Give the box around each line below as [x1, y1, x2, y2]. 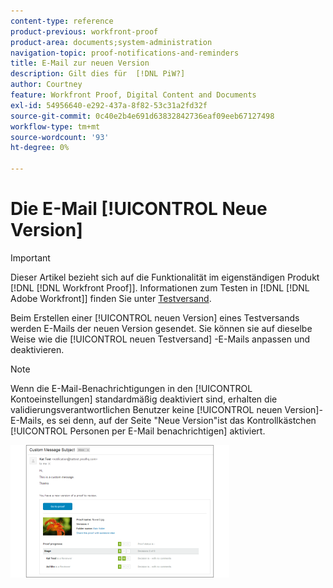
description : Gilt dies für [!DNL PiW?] [10, 69, 186, 79]
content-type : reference [10, 16, 114, 26]
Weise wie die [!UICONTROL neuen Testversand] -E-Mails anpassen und [10, 333, 311, 345]
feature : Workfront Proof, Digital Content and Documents [10, 90, 257, 100]
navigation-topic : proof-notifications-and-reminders [10, 48, 240, 58]
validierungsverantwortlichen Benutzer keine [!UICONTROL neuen [10, 403, 283, 415]
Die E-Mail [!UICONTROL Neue [10, 198, 268, 220]
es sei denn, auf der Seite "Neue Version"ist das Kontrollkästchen [46, 414, 317, 426]
